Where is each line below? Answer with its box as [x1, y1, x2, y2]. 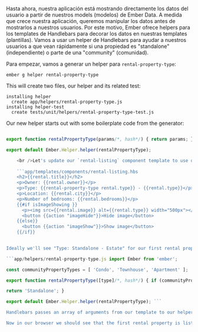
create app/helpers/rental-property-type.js [11, 99, 123, 105]
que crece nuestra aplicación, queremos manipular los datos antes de [6, 18, 176, 24]
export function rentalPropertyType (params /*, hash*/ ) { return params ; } [6, 136, 194, 142]
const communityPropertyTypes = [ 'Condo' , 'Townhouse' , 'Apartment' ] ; [6, 266, 189, 273]
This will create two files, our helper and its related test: [6, 82, 141, 89]
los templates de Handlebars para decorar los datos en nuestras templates [6, 30, 187, 37]
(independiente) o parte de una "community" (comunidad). [6, 49, 149, 56]
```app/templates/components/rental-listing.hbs [16, 169, 138, 175]
